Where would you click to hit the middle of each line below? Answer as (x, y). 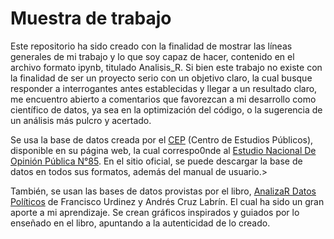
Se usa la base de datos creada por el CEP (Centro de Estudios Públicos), (162, 139)
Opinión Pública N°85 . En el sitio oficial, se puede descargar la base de (156, 161)
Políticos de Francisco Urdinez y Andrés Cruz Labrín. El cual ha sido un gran (167, 201)
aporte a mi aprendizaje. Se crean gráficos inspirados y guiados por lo (155, 212)
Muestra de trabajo (91, 18)
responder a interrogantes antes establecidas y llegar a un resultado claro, (164, 88)
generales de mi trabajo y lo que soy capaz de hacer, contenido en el (152, 56)
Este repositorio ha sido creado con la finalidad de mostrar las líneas (151, 46)
